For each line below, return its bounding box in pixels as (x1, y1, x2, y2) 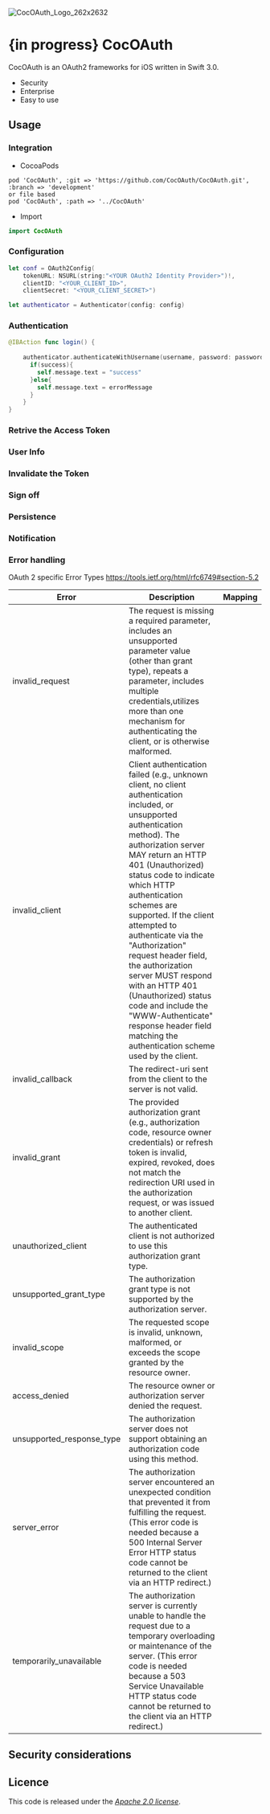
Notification (8, 532, 56, 544)
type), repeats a (128, 666, 189, 677)
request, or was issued (128, 1197, 215, 1209)
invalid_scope (12, 1342, 64, 1353)
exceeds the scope (128, 1347, 201, 1358)
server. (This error (128, 1651, 198, 1662)
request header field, (128, 950, 207, 961)
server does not (128, 1423, 189, 1434)
